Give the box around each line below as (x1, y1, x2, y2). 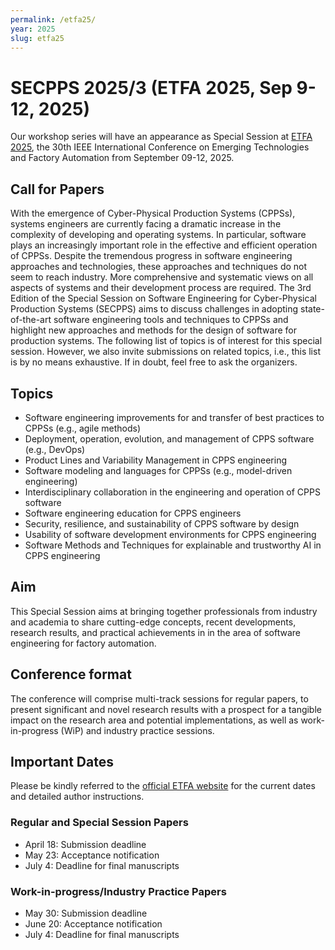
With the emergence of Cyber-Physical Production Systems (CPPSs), (10, 207, 296, 220)
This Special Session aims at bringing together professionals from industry (10, 605, 318, 617)
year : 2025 (10, 24, 56, 34)
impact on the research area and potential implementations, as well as (10, 714, 299, 726)
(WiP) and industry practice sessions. (60, 724, 215, 736)
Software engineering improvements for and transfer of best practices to (24, 411, 325, 423)
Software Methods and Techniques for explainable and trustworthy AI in (24, 539, 322, 551)
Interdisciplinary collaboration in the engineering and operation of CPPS (24, 486, 321, 498)
